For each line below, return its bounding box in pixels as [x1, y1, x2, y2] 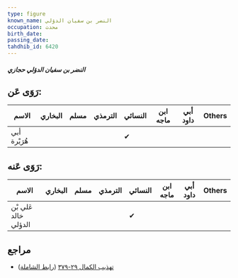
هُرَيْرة [11, 136, 28, 146]
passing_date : [7, 37, 50, 44]
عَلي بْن [11, 202, 33, 212]
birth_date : [7, 30, 42, 37]
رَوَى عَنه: [7, 160, 42, 172]
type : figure [7, 10, 46, 18]
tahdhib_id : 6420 [7, 43, 59, 50]
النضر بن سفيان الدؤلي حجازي [7, 65, 86, 74]
